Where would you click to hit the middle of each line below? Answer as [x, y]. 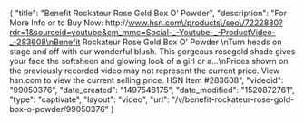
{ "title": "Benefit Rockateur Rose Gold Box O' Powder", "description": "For [148, 13]
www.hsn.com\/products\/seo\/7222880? [206, 23]
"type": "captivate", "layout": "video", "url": [89, 99]
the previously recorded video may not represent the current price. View [145, 71]
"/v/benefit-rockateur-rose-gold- [233, 99]
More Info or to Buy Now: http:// [69, 23]
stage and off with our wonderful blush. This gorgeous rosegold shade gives [152, 52]
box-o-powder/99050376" [59, 109]
